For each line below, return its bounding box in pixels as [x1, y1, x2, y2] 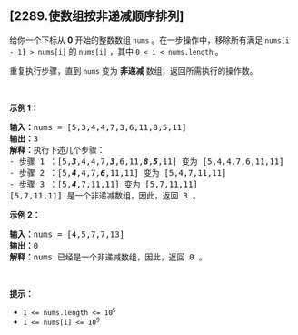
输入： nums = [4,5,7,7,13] [9, 228, 125, 239]
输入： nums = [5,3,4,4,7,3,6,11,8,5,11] [9, 122, 187, 132]
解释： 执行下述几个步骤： [9, 145, 105, 155]
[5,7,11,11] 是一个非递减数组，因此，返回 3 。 [9, 190, 202, 200]
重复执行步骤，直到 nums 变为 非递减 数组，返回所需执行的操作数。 [9, 65, 258, 76]
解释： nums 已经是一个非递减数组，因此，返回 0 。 [9, 251, 207, 262]
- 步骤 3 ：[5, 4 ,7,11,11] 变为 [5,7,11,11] [9, 178, 198, 189]
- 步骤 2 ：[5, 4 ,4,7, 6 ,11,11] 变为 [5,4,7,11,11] [9, 167, 227, 178]
